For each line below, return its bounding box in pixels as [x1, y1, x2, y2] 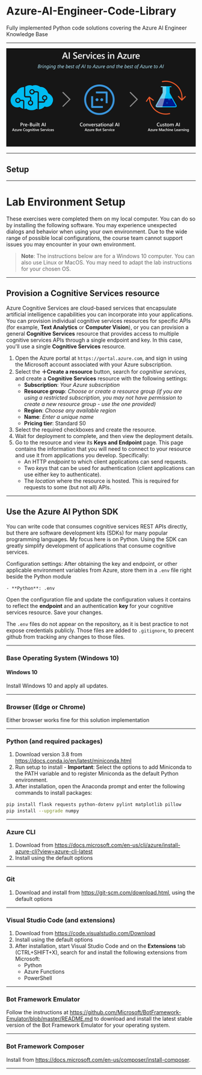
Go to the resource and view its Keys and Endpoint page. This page [14, 439, 183, 446]
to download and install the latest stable [94, 1015, 193, 1023]
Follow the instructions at [6, 1009, 69, 1016]
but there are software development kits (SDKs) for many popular [6, 529, 168, 536]
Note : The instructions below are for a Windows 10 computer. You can [20, 252, 195, 260]
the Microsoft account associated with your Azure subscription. [14, 360, 173, 368]
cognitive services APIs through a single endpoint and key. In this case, [6, 336, 183, 343]
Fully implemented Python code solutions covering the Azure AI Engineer [6, 24, 188, 31]
